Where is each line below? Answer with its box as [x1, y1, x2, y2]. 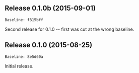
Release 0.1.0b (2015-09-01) [5, 4, 96, 13]
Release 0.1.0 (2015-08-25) [5, 41, 93, 49]
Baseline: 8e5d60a [5, 54, 43, 59]
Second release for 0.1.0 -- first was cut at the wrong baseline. [5, 26, 134, 32]
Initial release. [5, 63, 34, 69]
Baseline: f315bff [5, 17, 43, 22]
